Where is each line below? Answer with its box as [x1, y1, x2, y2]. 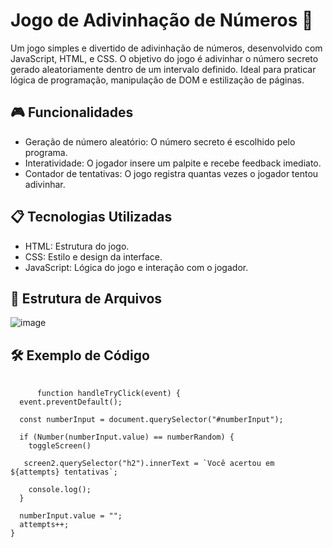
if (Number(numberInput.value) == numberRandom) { [19, 432, 235, 443]
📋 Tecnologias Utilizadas [10, 209, 173, 226]
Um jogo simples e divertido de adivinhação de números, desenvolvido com [10, 42, 323, 54]
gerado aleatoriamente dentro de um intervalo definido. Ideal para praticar [10, 63, 317, 75]
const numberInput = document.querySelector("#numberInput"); [19, 415, 284, 425]
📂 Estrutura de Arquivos [10, 290, 163, 307]
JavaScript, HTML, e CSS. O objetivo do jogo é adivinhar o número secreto [10, 52, 319, 64]
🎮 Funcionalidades [10, 104, 134, 121]
